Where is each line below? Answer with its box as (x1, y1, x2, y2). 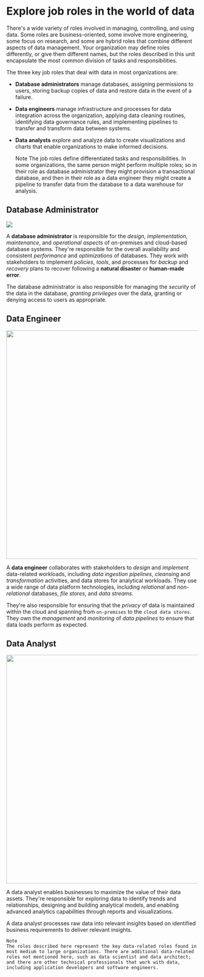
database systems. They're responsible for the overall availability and (6, 245, 180, 252)
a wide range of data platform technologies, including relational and (6, 583, 176, 591)
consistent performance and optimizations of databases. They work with (6, 252, 188, 259)
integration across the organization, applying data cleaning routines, (15, 112, 186, 119)
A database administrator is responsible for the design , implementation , (6, 232, 188, 240)
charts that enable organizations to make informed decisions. (15, 143, 169, 150)
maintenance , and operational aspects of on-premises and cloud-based (6, 239, 187, 246)
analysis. (15, 187, 38, 194)
